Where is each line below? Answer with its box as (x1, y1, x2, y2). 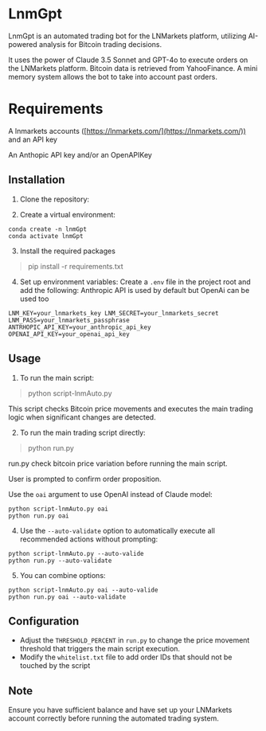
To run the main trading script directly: (19, 428, 146, 437)
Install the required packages (19, 246, 115, 256)
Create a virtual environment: (19, 209, 115, 219)
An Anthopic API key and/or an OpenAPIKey (8, 150, 153, 159)
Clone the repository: (19, 194, 90, 204)
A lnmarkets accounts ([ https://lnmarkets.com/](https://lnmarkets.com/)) (8, 126, 247, 135)
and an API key (8, 135, 58, 144)
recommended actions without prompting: (19, 534, 158, 544)
